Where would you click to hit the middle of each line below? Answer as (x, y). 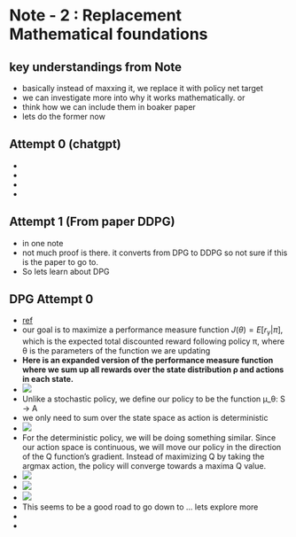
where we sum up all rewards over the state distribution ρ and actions (153, 370)
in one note (43, 243)
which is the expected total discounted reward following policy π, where (153, 341)
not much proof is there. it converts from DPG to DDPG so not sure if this (155, 253)
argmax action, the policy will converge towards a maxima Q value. (144, 466)
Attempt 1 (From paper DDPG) (92, 222)
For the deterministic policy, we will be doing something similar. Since (149, 438)
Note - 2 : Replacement (96, 16)
